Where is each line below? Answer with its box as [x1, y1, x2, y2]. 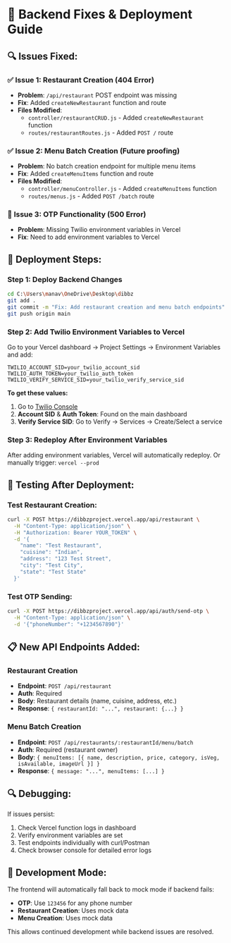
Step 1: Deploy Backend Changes [7, 274, 123, 284]
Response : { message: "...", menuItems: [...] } [17, 766, 166, 775]
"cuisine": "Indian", [20, 549, 83, 556]
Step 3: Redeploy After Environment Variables [7, 435, 168, 445]
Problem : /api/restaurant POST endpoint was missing [17, 91, 177, 99]
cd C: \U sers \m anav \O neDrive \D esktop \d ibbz [7, 290, 134, 298]
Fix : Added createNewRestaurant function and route [17, 98, 167, 106]
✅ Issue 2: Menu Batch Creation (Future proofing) [7, 146, 180, 156]
